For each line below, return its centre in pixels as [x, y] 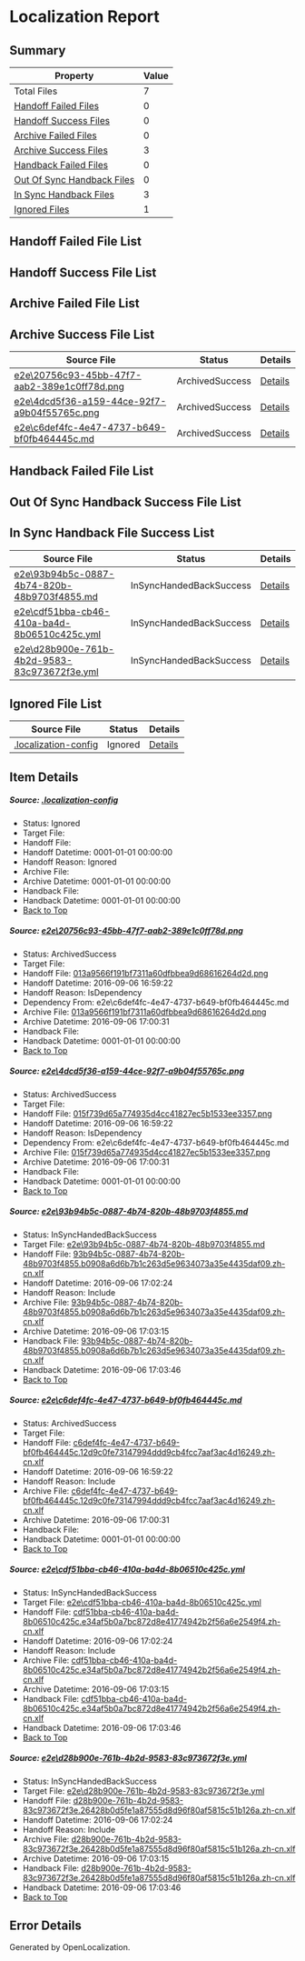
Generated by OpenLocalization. [70, 1947]
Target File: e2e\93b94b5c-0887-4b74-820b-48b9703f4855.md [144, 1244]
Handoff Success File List [83, 272]
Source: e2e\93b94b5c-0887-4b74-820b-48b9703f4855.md [129, 1212]
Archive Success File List [82, 334]
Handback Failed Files [61, 165]
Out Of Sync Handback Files [74, 180]
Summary [38, 50]
